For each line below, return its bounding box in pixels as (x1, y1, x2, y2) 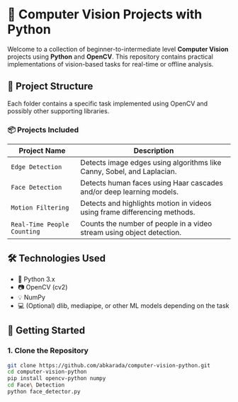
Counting (11, 228, 40, 236)
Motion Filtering (11, 204, 69, 212)
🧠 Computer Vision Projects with (7, 6, 203, 23)
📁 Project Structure (7, 81, 93, 93)
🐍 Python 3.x (17, 275, 55, 283)
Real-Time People (11, 221, 69, 229)
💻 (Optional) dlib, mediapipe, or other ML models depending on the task (17, 301, 229, 310)
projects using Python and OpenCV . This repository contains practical (7, 52, 214, 61)
